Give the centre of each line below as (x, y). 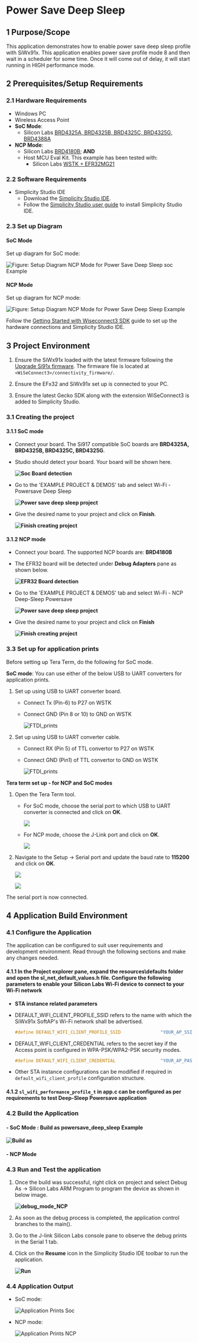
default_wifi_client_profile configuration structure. (80, 1078)
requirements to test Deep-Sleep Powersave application (76, 1097)
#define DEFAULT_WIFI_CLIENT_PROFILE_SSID (68, 1032)
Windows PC (30, 114)
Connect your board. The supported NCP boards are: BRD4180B (93, 552)
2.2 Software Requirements (46, 179)
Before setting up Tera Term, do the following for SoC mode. (80, 662)
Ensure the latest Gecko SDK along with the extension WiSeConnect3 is (102, 396)
